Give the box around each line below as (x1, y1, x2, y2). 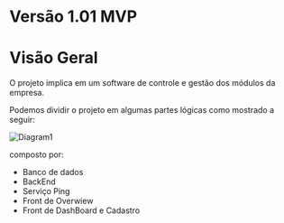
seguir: (9, 115, 36, 125)
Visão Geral (9, 48, 98, 69)
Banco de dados (22, 167, 84, 178)
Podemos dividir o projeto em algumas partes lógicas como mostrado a (9, 105, 275, 116)
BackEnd (22, 176, 56, 187)
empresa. (9, 88, 45, 98)
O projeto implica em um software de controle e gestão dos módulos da (9, 78, 276, 88)
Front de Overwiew (22, 196, 94, 207)
